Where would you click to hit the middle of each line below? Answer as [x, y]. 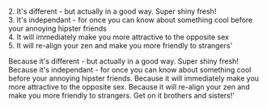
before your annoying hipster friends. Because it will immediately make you [134, 78]
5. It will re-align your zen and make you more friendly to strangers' [121, 46]
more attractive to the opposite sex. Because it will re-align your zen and [129, 87]
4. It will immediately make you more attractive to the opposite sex [119, 37]
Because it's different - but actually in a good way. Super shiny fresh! [123, 61]
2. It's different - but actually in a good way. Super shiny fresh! [112, 11]
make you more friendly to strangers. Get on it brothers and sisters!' [121, 96]
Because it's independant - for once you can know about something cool [130, 70]
